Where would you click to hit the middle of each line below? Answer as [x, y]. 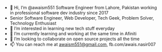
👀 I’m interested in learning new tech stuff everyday [62, 28]
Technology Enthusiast [33, 23]
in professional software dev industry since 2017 [59, 13]
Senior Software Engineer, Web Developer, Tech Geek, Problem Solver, [82, 18]
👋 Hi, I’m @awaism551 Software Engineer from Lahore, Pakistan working [83, 8]
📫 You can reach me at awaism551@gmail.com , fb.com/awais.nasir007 [83, 44]
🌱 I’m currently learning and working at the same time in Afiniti [73, 34]
